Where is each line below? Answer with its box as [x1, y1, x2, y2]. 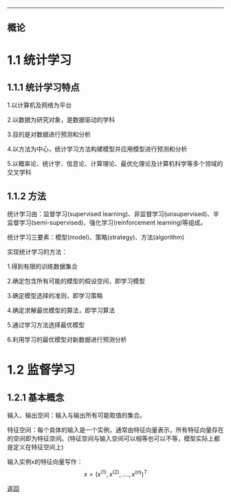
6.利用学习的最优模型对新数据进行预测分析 [7, 335, 127, 344]
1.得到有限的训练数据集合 [7, 262, 78, 270]
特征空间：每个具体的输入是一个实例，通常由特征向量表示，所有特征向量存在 [7, 426, 224, 434]
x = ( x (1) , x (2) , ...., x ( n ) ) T [83, 469, 148, 478]
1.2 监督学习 [7, 362, 76, 378]
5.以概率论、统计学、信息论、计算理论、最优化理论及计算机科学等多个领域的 [7, 160, 223, 168]
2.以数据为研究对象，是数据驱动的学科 [7, 116, 115, 124]
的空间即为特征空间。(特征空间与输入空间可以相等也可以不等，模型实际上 [7, 434, 214, 443]
